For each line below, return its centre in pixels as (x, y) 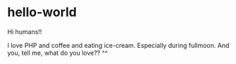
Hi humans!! (25, 32)
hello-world (42, 12)
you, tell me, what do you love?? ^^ (57, 53)
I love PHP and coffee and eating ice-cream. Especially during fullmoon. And (118, 45)
